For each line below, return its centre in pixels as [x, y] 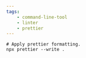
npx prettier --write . [36, 50]
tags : [13, 12]
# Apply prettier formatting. [44, 44]
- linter [28, 22]
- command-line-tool [42, 17]
